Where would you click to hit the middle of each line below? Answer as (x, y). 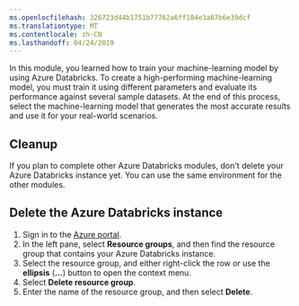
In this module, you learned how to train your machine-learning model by (144, 68)
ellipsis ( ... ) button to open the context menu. (106, 272)
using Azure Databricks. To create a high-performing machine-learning (141, 78)
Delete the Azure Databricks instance (116, 213)
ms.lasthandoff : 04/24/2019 (62, 43)
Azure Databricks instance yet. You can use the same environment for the (146, 175)
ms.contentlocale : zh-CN (56, 34)
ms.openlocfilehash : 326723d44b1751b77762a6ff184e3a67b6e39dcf (130, 17)
